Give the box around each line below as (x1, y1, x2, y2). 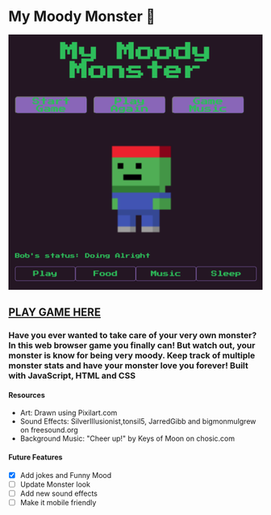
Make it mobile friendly (19, 497, 97, 507)
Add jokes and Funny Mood (19, 470, 112, 479)
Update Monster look (19, 479, 91, 489)
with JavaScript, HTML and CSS (8, 371, 135, 382)
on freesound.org (19, 425, 78, 435)
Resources (8, 390, 46, 400)
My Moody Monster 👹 (8, 7, 156, 26)
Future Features (8, 452, 63, 463)
